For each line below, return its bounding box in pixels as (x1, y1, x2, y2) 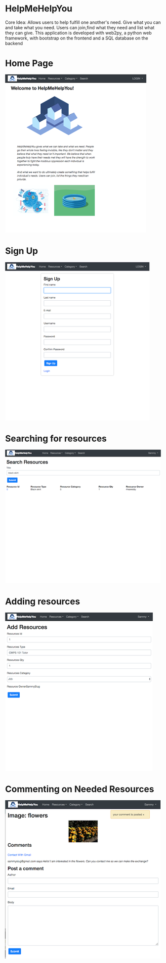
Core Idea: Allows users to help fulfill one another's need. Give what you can (5, 19, 161, 25)
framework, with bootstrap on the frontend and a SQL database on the (5, 35, 148, 41)
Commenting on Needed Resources (5, 783, 154, 795)
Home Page (5, 58, 53, 69)
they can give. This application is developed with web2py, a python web (5, 30, 152, 36)
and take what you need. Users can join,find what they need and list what (5, 24, 155, 30)
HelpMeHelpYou (5, 3, 73, 14)
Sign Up (5, 245, 38, 257)
